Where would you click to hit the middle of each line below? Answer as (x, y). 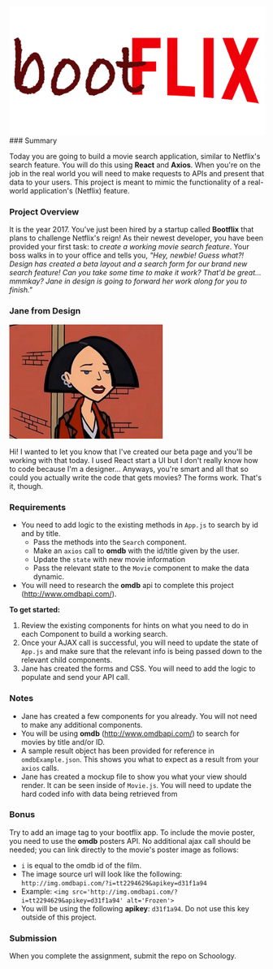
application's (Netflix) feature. (80, 191)
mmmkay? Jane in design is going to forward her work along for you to (128, 281)
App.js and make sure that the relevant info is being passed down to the (141, 651)
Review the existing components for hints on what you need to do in (134, 625)
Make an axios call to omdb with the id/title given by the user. (136, 551)
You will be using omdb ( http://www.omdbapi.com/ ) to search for (130, 733)
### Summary (33, 141)
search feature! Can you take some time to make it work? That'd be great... (136, 273)
